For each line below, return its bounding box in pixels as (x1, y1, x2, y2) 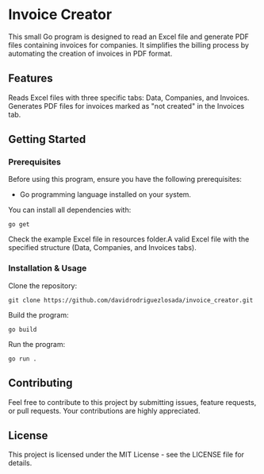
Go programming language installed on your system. (19, 190, 192, 199)
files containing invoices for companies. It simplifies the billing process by (8, 40, 250, 49)
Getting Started (8, 133, 86, 146)
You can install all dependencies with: (8, 205, 132, 215)
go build (8, 326, 37, 333)
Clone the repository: (8, 280, 78, 291)
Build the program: (8, 310, 69, 319)
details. (8, 458, 33, 468)
